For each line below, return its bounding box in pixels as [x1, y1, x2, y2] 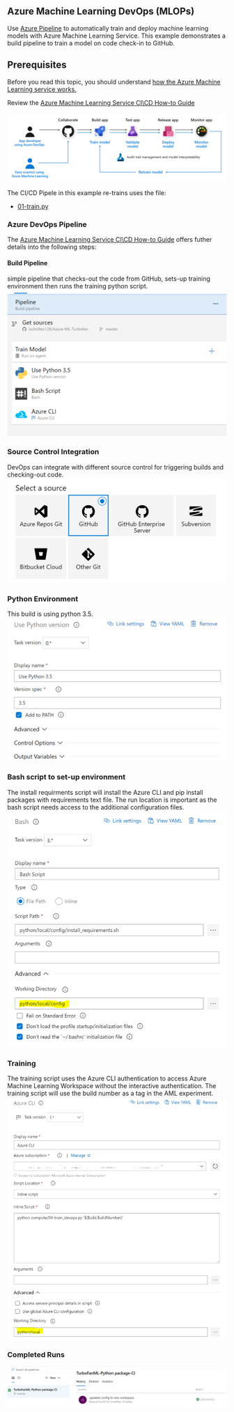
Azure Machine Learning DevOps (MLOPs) [7, 6, 195, 17]
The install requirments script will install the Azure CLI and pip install [7, 788, 203, 796]
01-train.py [17, 202, 49, 211]
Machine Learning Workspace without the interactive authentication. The [7, 1082, 217, 1090]
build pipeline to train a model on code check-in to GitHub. [7, 38, 175, 47]
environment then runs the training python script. [7, 281, 148, 290]
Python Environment [7, 594, 79, 604]
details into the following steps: [7, 243, 97, 251]
